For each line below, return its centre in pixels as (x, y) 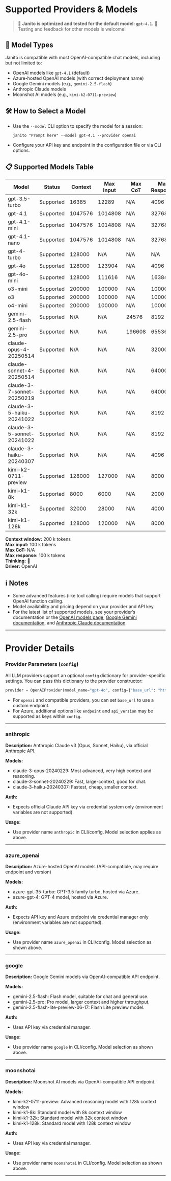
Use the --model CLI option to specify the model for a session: (78, 126)
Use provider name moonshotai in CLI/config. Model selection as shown (87, 1163)
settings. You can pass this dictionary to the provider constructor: (74, 681)
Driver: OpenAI (21, 566)
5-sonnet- (21, 434)
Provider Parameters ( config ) (42, 664)
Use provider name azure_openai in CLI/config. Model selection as (82, 942)
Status (52, 187)
